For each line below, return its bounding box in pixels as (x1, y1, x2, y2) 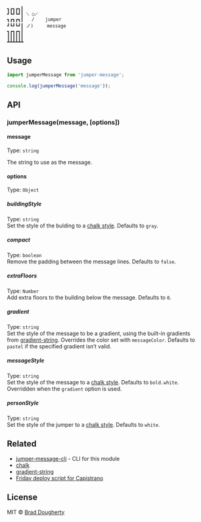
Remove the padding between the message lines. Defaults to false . (7, 258, 176, 265)
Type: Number (7, 287, 39, 295)
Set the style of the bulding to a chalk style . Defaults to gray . (7, 222, 159, 229)
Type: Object (7, 186, 39, 194)
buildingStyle (7, 200, 42, 207)
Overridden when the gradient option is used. (7, 385, 122, 392)
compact (7, 236, 30, 243)
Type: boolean (7, 251, 42, 259)
